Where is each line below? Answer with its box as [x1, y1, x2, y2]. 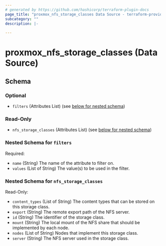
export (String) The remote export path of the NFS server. [12, 209, 130, 215]
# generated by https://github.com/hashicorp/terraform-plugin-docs [5, 7, 149, 12]
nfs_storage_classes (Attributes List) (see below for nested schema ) [12, 127, 152, 133]
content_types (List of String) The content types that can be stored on [12, 198, 155, 204]
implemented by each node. [12, 225, 70, 231]
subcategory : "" [5, 16, 39, 21]
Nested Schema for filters [5, 139, 72, 146]
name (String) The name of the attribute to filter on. [12, 160, 115, 166]
